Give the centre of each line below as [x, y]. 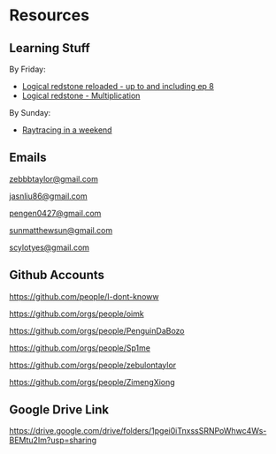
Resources [50, 15]
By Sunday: [30, 113]
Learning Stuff [50, 48]
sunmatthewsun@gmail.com [61, 230]
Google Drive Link [59, 410]
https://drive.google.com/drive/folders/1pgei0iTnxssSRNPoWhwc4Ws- [138, 431]
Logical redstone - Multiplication [81, 95]
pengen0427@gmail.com [55, 213]
